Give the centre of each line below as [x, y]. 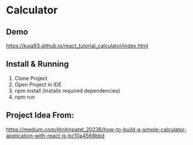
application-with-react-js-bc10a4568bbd [56, 136]
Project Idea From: [40, 115]
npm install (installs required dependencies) [67, 91]
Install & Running [37, 64]
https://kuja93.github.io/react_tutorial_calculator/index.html [77, 46]
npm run [25, 96]
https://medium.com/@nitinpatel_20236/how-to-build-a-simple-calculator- [96, 129]
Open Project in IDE [38, 84]
